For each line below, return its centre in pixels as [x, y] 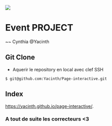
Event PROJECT [39, 28]
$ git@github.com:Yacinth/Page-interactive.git [56, 79]
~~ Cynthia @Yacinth [27, 41]
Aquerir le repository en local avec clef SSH [58, 69]
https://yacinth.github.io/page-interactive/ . [49, 106]
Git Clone [20, 57]
